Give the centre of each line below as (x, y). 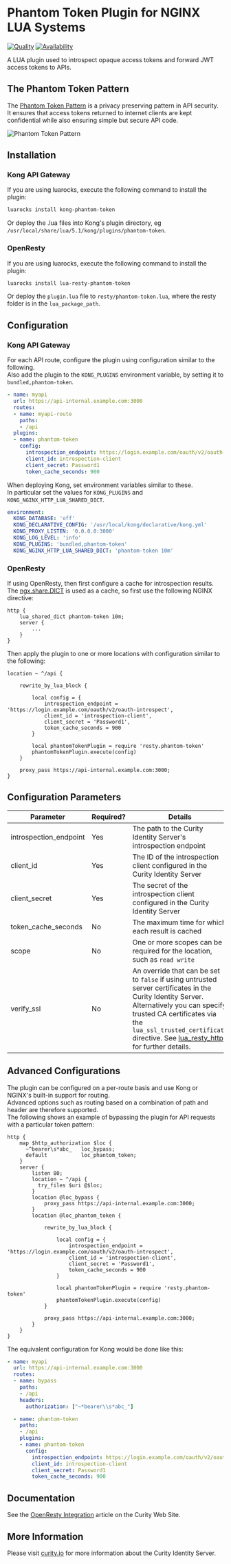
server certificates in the (172, 988)
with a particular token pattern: (51, 1124)
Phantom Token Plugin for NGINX (104, 13)
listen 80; (47, 1173)
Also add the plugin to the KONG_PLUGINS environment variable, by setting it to (115, 375)
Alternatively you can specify (179, 1005)
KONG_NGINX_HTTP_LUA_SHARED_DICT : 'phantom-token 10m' (93, 551)
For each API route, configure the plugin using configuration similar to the (111, 360)
